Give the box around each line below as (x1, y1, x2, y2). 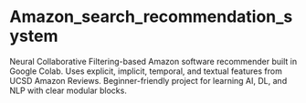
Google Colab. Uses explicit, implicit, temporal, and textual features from (9, 66, 283, 77)
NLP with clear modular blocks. (9, 85, 128, 96)
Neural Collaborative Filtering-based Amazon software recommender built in (9, 56, 298, 67)
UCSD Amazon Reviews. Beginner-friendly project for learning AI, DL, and (9, 75, 288, 86)
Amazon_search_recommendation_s (9, 6, 293, 27)
